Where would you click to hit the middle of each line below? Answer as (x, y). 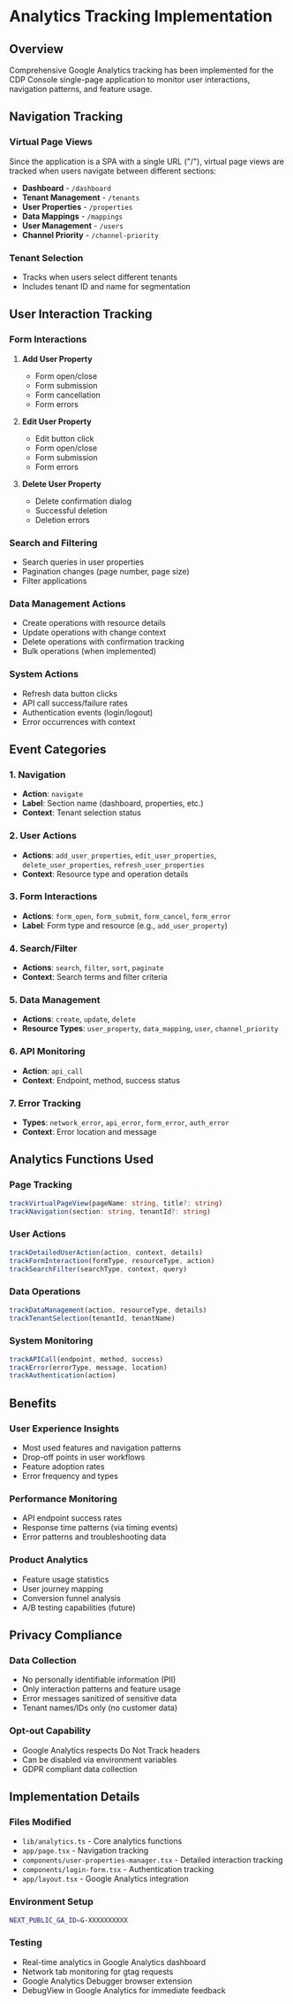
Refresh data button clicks (69, 693)
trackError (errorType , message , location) (88, 1368)
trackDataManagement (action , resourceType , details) (108, 1310)
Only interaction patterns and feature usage (101, 1689)
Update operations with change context (94, 632)
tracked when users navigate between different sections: (113, 171)
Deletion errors (62, 520)
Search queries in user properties (83, 562)
